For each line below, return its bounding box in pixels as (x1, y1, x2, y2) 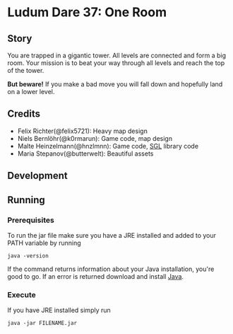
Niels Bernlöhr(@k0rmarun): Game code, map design (17, 134, 173, 142)
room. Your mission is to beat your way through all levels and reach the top (7, 59, 225, 67)
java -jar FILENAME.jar (7, 320, 78, 327)
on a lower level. (7, 88, 55, 96)
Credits (7, 108, 41, 120)
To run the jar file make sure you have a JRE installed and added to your (7, 231, 217, 239)
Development (7, 170, 68, 182)
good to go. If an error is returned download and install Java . (7, 272, 184, 280)
